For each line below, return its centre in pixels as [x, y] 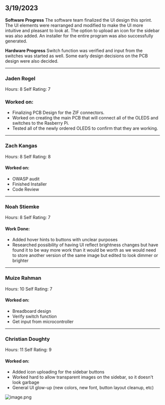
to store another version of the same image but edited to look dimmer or [85, 256]
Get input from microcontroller [43, 321]
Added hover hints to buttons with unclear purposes [65, 240]
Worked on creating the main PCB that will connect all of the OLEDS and [85, 118]
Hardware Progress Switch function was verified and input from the [74, 50]
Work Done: [18, 228]
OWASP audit [26, 179]
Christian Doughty [27, 339]
